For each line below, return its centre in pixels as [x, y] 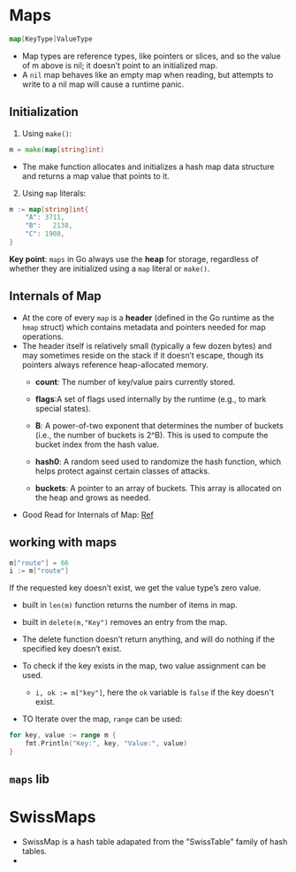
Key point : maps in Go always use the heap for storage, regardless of [134, 259]
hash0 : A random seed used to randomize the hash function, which [158, 461]
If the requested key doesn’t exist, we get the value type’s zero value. [135, 588]
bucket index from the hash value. [97, 444]
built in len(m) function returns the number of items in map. [130, 605]
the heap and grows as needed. [93, 498]
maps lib [30, 779]
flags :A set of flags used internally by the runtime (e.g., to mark [151, 398]
